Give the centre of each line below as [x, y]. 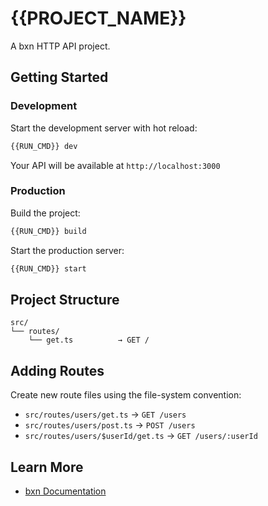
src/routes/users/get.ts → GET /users [105, 414]
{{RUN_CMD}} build [48, 231]
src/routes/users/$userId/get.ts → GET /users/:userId [141, 436]
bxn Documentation [65, 491]
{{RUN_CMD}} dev [44, 146]
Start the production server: [67, 250]
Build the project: [45, 213]
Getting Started [59, 77]
